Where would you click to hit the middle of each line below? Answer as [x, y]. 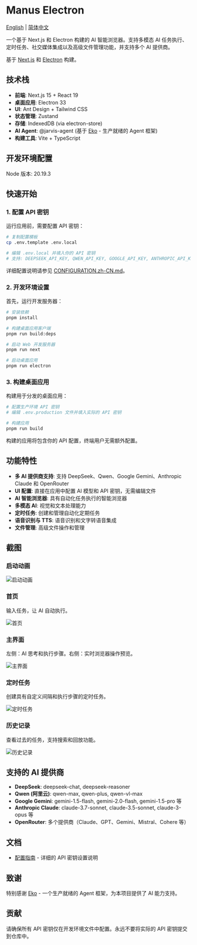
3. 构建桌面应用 [28, 382]
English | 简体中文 [28, 27]
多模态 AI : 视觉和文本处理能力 [50, 505]
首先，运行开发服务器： [34, 301]
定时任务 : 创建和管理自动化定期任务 [57, 513]
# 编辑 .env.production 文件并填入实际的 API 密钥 [64, 413]
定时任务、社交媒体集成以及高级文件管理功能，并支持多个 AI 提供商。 [90, 47]
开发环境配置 [29, 158]
